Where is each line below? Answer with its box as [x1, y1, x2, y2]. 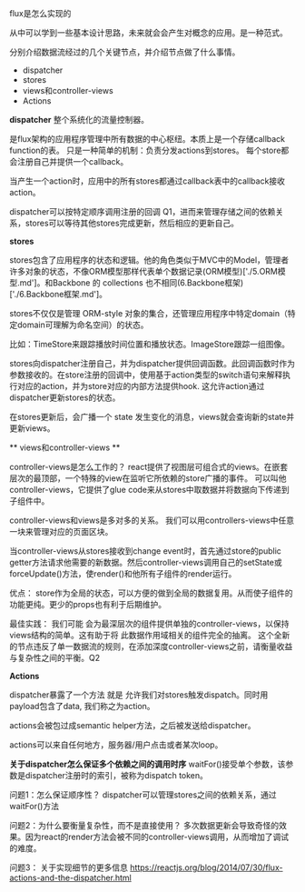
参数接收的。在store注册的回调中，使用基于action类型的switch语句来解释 [9, 369, 283, 380]
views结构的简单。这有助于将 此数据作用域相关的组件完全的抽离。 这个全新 [9, 630, 290, 640]
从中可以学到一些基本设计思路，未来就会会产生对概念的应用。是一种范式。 [9, 27, 288, 38]
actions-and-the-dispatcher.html [9, 872, 132, 883]
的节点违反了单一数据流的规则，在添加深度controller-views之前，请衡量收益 [9, 641, 293, 652]
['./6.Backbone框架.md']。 [9, 289, 107, 299]
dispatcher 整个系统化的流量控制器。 [9, 115, 150, 125]
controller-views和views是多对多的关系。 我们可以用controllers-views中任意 [9, 515, 295, 526]
